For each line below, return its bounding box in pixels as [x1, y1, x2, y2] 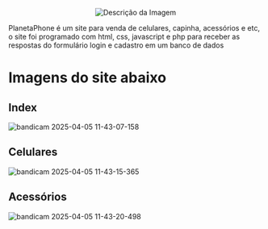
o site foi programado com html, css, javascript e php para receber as [8, 32, 241, 41]
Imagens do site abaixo [8, 69, 167, 87]
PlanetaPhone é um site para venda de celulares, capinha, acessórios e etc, [8, 23, 261, 32]
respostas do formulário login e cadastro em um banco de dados [8, 40, 224, 50]
